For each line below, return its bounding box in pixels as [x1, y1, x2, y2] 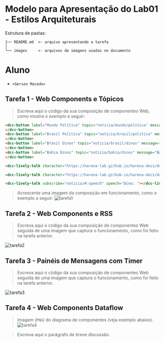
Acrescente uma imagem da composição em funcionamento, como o [17, 190, 157, 196]
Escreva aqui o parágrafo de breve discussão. [17, 331, 110, 337]
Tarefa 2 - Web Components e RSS [5, 210, 113, 218]
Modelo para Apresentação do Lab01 [5, 3, 159, 15]
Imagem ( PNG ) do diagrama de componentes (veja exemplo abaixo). [17, 316, 154, 322]
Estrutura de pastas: [5, 30, 46, 36]
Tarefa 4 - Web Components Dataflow [5, 304, 124, 312]
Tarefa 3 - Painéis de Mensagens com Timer [5, 257, 143, 265]
